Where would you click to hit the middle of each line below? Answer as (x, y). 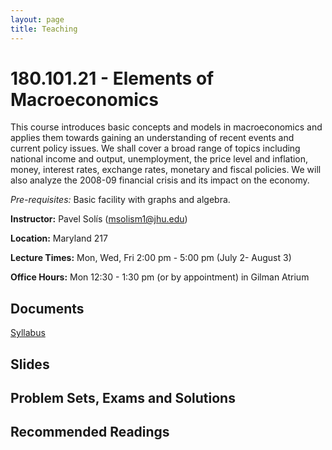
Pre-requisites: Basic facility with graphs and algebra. (120, 200)
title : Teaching (44, 29)
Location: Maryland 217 (59, 238)
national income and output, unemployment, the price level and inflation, (159, 159)
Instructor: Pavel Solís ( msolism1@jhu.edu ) (99, 219)
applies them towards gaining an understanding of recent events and (152, 138)
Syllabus (28, 333)
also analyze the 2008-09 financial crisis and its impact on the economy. (160, 180)
